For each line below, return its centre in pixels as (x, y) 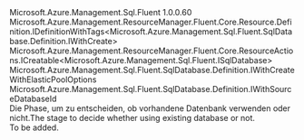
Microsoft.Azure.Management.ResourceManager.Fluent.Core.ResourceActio (152, 51)
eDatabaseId (33, 98)
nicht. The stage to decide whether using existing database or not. (132, 118)
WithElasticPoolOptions (53, 79)
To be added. (34, 127)
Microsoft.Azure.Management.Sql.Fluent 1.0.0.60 (101, 12)
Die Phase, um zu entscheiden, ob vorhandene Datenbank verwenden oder (150, 108)
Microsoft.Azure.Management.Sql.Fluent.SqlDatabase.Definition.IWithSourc (151, 89)
